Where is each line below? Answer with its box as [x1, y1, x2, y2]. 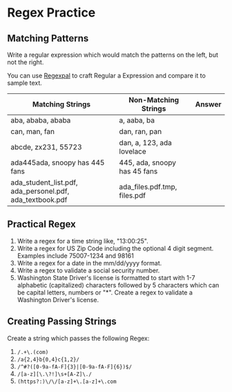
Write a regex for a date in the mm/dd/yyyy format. [17, 259, 162, 267]
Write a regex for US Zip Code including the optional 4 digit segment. [17, 244, 214, 252]
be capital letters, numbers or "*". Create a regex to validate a [17, 288, 193, 297]
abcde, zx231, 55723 [10, 142, 82, 151]
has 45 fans [119, 167, 158, 176]
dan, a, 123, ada [119, 138, 173, 147]
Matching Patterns [7, 32, 89, 44]
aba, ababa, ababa [10, 115, 71, 125]
